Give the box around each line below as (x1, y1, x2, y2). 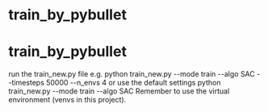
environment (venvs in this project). (8, 95, 127, 105)
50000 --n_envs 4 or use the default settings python (45, 78, 221, 88)
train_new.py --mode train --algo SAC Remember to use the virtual (8, 86, 230, 96)
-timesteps (8, 78, 44, 88)
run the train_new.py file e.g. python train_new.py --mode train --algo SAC (8, 69, 256, 79)
